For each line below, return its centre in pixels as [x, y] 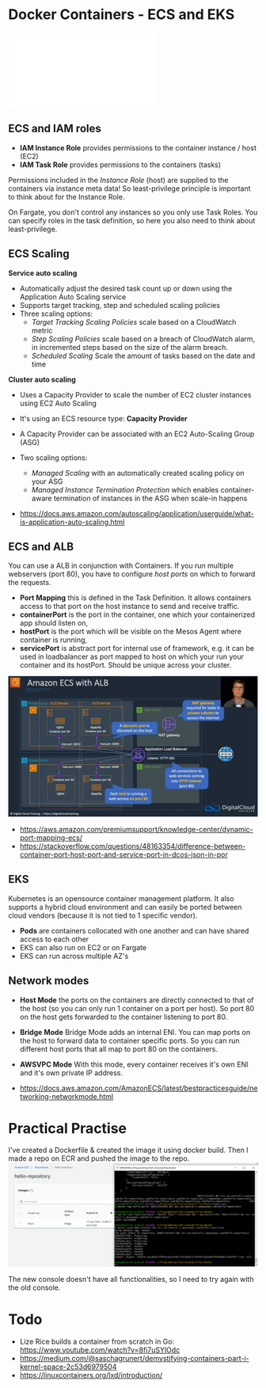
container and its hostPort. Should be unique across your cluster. [125, 665]
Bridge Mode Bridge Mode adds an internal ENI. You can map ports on [135, 1032]
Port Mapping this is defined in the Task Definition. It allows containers [135, 598]
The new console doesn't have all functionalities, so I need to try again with [131, 1279]
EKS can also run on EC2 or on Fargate [83, 947]
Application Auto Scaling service [73, 297]
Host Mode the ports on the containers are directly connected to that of [137, 1000]
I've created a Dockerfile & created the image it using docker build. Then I [128, 1150]
